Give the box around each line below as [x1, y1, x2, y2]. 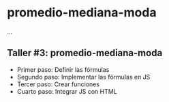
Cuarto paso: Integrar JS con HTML [16, 87, 117, 95]
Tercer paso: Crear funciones [16, 80, 100, 88]
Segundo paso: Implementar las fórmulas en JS [16, 73, 151, 81]
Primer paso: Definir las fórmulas [16, 65, 110, 73]
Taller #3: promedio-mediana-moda [7, 47, 163, 59]
